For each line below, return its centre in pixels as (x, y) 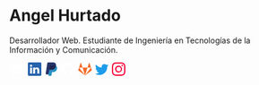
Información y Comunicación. (64, 49)
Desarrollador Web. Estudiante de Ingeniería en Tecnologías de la (130, 40)
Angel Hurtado (65, 16)
